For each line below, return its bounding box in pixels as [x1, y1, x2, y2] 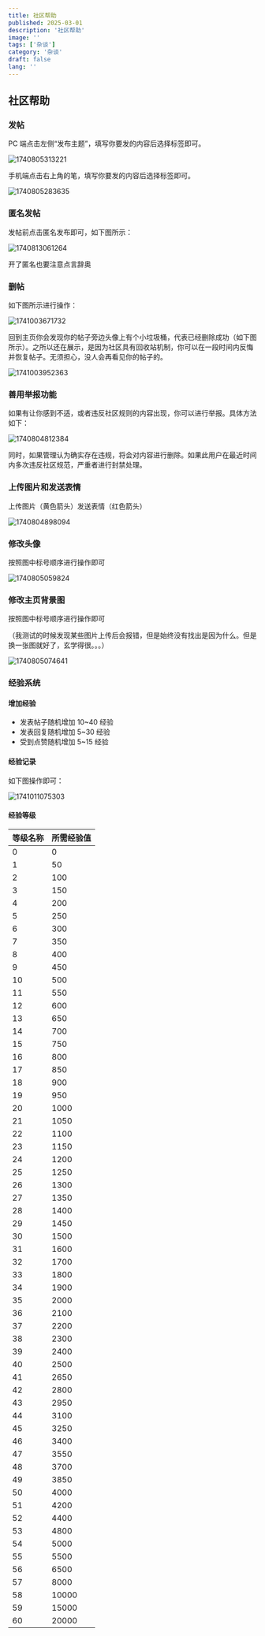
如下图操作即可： [8, 776, 64, 785]
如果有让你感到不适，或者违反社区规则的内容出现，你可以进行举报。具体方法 [8, 408, 257, 418]
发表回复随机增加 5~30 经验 [19, 727, 110, 737]
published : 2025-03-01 [8, 19, 83, 27]
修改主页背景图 [8, 594, 65, 606]
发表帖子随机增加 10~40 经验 [19, 717, 114, 727]
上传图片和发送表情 [8, 482, 81, 493]
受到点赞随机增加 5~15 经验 [19, 737, 109, 747]
